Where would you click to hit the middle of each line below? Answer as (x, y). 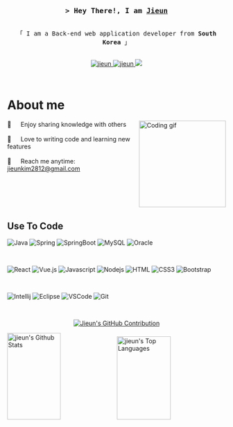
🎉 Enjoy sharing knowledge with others (67, 125)
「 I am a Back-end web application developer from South (116, 34)
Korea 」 (116, 42)
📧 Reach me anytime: (42, 162)
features (19, 147)
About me (36, 105)
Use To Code (35, 226)
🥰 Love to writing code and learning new (69, 139)
